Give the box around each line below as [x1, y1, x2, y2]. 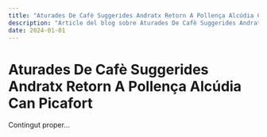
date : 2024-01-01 [8, 26, 66, 34]
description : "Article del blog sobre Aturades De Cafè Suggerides [8, 19, 237, 27]
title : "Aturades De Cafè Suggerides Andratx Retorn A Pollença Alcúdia [8, 11, 254, 20]
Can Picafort [8, 94, 93, 112]
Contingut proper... [8, 120, 70, 130]
